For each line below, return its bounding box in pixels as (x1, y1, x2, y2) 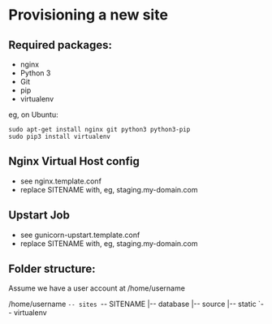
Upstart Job (8, 209, 71, 222)
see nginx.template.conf (19, 176, 101, 186)
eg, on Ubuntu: (8, 110, 58, 119)
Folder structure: (8, 262, 96, 276)
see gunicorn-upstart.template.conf (19, 230, 140, 240)
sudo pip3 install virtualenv (8, 132, 111, 140)
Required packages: (8, 38, 112, 52)
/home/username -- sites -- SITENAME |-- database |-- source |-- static (8, 299, 257, 309)
